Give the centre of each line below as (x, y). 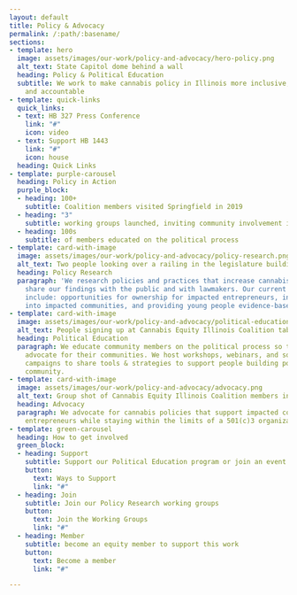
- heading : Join (47, 495)
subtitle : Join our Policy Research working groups (122, 503)
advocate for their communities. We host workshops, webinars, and (152, 355)
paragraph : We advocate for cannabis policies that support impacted (148, 413)
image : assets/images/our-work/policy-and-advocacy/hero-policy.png (146, 58)
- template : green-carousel (61, 429)
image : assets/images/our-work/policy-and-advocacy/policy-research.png (154, 256)
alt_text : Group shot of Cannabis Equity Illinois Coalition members (148, 396)
